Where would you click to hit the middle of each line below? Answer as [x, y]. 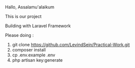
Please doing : [20, 35]
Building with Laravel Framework [38, 26]
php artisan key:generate [37, 60]
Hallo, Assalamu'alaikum [30, 7]
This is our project [23, 16]
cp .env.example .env [34, 55]
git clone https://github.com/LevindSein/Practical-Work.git [71, 45]
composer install [29, 50]
